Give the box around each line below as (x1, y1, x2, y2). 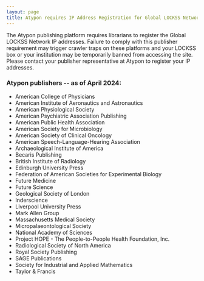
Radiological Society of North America (15, 241, 111, 249)
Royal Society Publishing (15, 248, 77, 255)
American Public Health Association (15, 118, 105, 126)
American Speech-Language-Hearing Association (15, 138, 141, 145)
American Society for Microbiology (15, 125, 103, 132)
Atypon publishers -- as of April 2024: (6, 79, 121, 87)
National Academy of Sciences (15, 229, 93, 236)
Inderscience (15, 196, 49, 204)
